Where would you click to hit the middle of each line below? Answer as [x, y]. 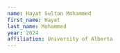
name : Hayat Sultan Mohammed [49, 13]
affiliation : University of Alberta [60, 39]
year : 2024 [23, 33]
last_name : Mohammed [37, 26]
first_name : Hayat [34, 20]
